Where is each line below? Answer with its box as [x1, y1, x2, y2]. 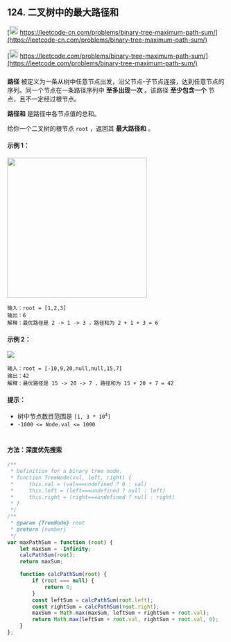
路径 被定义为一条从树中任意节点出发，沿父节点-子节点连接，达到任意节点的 [7, 77, 225, 86]
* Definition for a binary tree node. [10, 468, 123, 475]
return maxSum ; [19, 559, 64, 565]
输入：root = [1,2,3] [7, 305, 67, 312]
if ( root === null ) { [32, 577, 95, 584]
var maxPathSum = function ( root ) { [7, 538, 113, 546]
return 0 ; [44, 584, 73, 591]
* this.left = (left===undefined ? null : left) [10, 487, 166, 494]
